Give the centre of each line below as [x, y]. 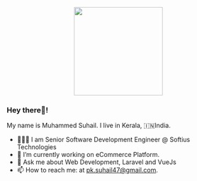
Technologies [37, 147]
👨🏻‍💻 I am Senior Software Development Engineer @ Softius [103, 140]
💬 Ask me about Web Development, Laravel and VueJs [96, 162]
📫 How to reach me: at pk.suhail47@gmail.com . [88, 170]
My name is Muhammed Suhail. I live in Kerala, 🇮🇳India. [89, 125]
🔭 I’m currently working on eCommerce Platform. [88, 155]
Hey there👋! [28, 110]
